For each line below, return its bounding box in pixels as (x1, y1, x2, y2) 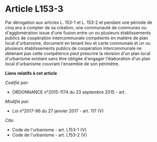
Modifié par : (5, 98, 30, 104)
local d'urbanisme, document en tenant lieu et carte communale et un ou (5, 40, 151, 46)
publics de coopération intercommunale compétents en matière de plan (5, 35, 148, 41)
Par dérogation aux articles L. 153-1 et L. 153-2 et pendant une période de (5, 19, 153, 25)
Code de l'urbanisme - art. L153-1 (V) (12, 126, 87, 132)
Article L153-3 (5, 3, 64, 15)
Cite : (5, 117, 15, 123)
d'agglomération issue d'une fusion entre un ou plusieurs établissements (5, 30, 151, 35)
